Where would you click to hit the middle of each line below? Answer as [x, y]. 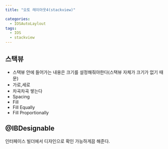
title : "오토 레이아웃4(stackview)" [40, 10]
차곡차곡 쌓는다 [27, 91]
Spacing [21, 96]
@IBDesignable [30, 128]
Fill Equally [24, 107]
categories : [18, 19]
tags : [11, 28]
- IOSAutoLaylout [28, 24]
